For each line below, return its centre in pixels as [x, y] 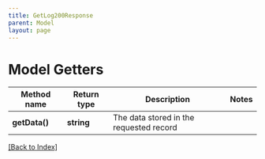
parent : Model [32, 23]
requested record [145, 127]
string [78, 123]
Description [168, 100]
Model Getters [56, 69]
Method [36, 94]
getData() [31, 123]
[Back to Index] [33, 147]
